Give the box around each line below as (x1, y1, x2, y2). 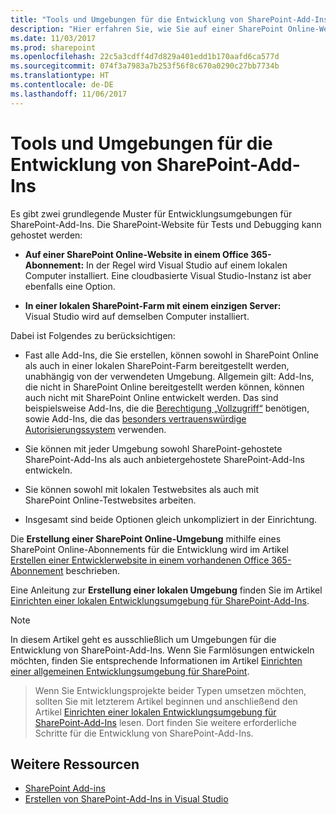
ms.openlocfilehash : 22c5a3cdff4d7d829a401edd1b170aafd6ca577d (10, 52, 280, 62)
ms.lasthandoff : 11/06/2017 (10, 89, 128, 99)
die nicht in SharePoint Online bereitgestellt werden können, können (24, 381, 305, 393)
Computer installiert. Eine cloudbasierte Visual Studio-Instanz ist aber (24, 269, 312, 281)
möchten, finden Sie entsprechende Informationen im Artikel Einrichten (10, 654, 303, 666)
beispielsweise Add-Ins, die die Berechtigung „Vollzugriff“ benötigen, (24, 402, 310, 414)
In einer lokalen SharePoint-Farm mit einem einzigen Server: (24, 299, 282, 311)
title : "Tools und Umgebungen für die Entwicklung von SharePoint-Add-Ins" (10, 14, 333, 25)
